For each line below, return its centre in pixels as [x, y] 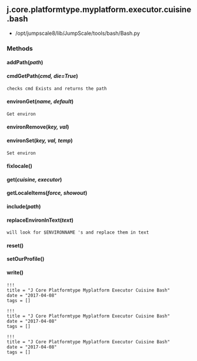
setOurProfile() [26, 259]
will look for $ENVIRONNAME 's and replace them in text [78, 232]
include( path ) [24, 206]
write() [15, 272]
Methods [20, 48]
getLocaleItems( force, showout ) [47, 193]
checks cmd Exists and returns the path [57, 88]
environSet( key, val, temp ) [40, 140]
